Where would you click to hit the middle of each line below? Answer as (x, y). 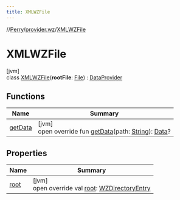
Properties (27, 153)
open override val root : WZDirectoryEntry (92, 188)
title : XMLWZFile (28, 12)
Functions (26, 96)
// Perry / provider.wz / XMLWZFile (46, 29)
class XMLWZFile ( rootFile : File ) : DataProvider (64, 77)
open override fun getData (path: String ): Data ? (105, 132)
